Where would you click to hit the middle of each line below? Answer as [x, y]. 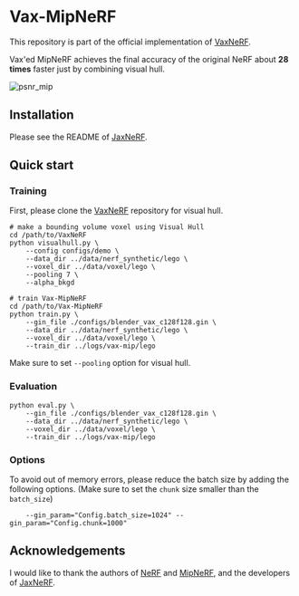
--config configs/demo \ [72, 251]
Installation [42, 115]
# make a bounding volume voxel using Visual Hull [107, 227]
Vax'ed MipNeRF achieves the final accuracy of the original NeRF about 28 [149, 59]
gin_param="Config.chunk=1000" [68, 524]
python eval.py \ [42, 405]
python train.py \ [44, 314]
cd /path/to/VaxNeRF [48, 236]
